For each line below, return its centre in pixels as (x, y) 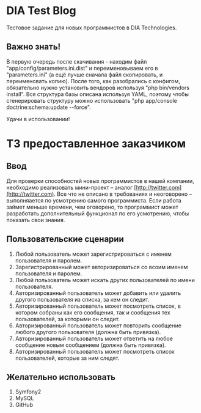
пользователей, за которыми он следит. (68, 319)
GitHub (24, 405)
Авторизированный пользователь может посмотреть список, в (98, 306)
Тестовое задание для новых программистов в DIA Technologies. (92, 28)
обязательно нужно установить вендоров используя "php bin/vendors (98, 87)
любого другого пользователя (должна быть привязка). (88, 332)
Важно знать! (34, 47)
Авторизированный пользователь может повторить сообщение (98, 326)
